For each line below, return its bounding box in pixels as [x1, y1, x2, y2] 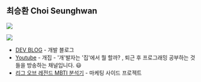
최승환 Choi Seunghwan [6, 6, 97, 17]
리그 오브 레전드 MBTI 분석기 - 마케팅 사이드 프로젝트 [15, 69, 142, 76]
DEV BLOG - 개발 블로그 [15, 46, 75, 53]
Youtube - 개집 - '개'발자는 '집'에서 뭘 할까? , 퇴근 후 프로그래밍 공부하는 [15, 54, 189, 61]
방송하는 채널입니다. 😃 [26, 61, 82, 69]
